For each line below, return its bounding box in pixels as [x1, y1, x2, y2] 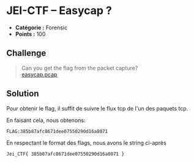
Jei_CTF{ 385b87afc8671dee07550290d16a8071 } [6, 151, 124, 157]
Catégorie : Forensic [15, 24, 68, 31]
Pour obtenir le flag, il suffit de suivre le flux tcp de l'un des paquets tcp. [6, 104, 188, 112]
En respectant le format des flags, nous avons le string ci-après [6, 139, 166, 147]
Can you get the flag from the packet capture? [21, 64, 138, 71]
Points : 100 [15, 30, 46, 37]
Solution [6, 89, 39, 99]
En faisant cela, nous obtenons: [6, 117, 86, 124]
